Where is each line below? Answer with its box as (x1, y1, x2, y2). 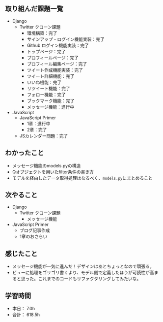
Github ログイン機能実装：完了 (27, 42, 89, 48)
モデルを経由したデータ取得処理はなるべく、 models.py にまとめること (12, 175, 153, 181)
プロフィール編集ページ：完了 (27, 61, 87, 66)
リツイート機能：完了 (27, 85, 70, 91)
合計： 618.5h (12, 312, 40, 318)
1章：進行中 (27, 120, 51, 127)
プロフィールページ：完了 (27, 55, 79, 61)
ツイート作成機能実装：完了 (27, 67, 83, 73)
